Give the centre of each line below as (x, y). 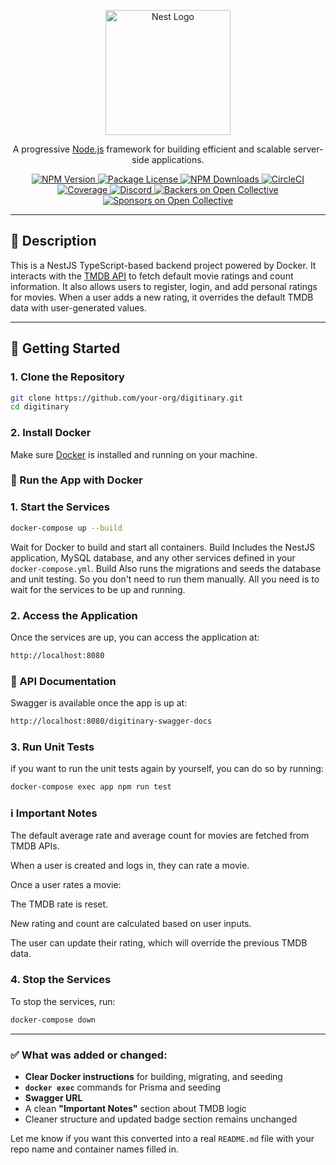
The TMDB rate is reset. (59, 904)
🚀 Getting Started (65, 348)
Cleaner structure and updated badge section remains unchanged (161, 1119)
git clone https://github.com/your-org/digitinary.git (127, 398)
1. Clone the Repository (67, 377)
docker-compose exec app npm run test (91, 787)
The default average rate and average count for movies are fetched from (160, 836)
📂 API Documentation (63, 681)
